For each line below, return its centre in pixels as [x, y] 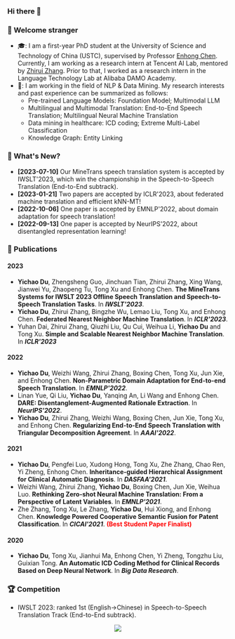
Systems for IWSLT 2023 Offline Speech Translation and [101, 296]
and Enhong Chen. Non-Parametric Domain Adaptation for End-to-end [121, 380]
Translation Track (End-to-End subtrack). [77, 614]
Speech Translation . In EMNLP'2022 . [72, 388]
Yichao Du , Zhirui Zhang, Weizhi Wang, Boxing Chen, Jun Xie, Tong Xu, [121, 418]
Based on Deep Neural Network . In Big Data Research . [98, 571]
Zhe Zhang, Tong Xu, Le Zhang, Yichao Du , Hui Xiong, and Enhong [114, 509]
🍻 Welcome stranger [43, 29]
